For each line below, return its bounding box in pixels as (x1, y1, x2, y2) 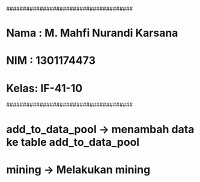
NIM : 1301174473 (6, 54, 96, 67)
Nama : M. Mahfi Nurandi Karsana (6, 27, 178, 40)
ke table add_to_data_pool (6, 135, 140, 149)
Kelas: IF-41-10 (6, 81, 83, 95)
